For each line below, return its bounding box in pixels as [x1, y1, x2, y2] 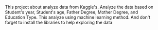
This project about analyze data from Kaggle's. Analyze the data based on [5, 4, 154, 10]
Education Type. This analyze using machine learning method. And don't [5, 15, 151, 20]
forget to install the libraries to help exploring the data [5, 19, 113, 25]
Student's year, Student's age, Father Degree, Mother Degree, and [5, 9, 138, 15]
